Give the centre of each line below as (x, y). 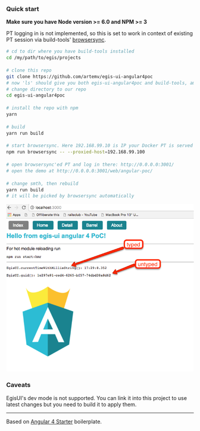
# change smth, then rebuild (42, 184)
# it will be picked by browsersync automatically (70, 196)
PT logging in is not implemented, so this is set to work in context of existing (100, 33)
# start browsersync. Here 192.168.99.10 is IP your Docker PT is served (100, 146)
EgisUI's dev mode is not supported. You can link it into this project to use (97, 398)
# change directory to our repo (46, 89)
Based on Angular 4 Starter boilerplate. (54, 421)
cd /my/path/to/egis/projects (44, 58)
